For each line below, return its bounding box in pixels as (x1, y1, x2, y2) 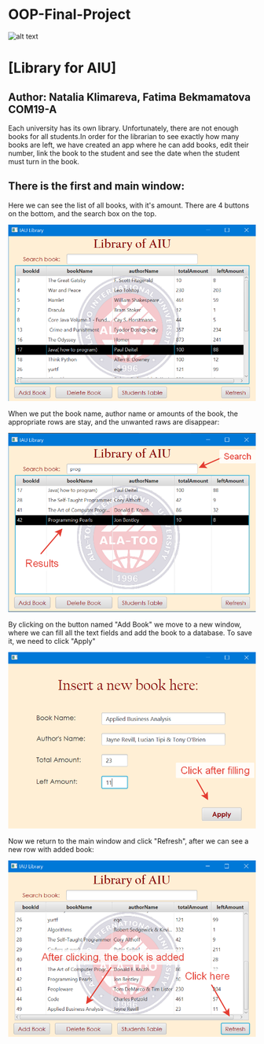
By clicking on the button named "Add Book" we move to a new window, (8, 619, 242, 629)
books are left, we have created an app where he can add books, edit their (8, 140, 249, 149)
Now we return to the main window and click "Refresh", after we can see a (8, 836, 249, 846)
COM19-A (8, 102, 57, 116)
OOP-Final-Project (8, 6, 131, 24)
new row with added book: (8, 844, 94, 854)
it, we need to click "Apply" (8, 636, 96, 645)
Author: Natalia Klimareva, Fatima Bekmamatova (8, 90, 251, 104)
